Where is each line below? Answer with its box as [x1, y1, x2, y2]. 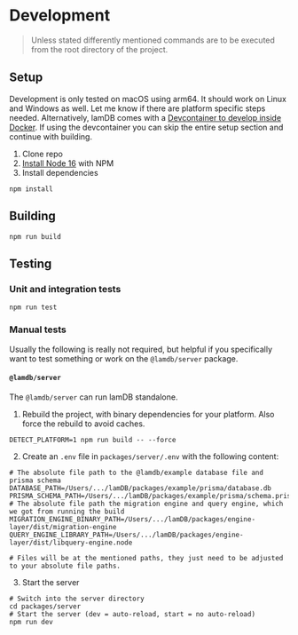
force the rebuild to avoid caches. [21, 418, 145, 429]
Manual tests [9, 323, 67, 336]
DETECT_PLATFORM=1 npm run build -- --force [9, 435, 176, 444]
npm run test [9, 303, 58, 312]
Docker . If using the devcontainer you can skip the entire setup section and [9, 122, 284, 132]
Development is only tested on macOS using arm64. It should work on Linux [9, 93, 286, 104]
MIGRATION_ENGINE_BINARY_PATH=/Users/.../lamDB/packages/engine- [9, 514, 255, 524]
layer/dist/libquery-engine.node [9, 538, 133, 547]
